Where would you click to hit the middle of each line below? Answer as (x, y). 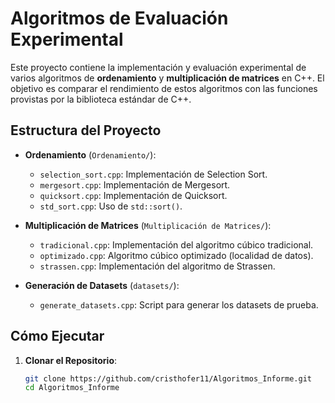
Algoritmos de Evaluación (119, 18)
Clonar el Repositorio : (71, 360)
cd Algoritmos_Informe (72, 388)
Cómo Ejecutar (57, 336)
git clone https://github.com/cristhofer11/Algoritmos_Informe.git (168, 378)
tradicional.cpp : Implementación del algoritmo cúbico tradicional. (176, 244)
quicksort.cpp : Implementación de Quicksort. (133, 195)
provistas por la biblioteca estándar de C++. (101, 99)
